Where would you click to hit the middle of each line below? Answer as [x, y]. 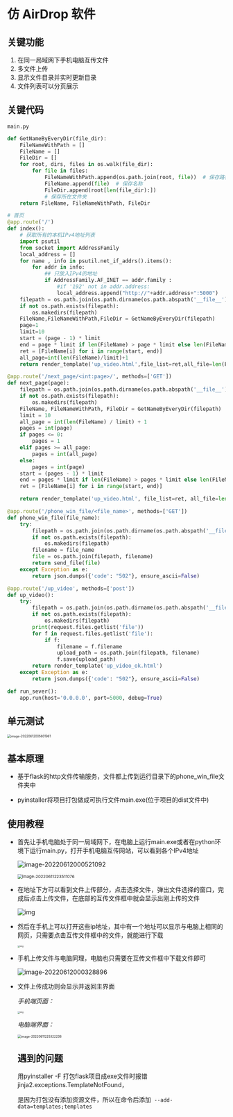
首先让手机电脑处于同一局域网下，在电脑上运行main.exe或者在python [116, 842]
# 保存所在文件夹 [66, 196]
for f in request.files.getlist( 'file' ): [93, 633]
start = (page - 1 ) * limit [60, 338]
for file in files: [60, 171]
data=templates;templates [54, 1107]
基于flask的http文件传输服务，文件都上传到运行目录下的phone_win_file [118, 776]
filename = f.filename [89, 646]
